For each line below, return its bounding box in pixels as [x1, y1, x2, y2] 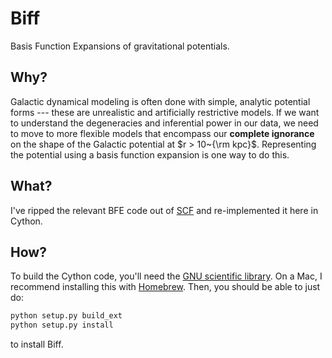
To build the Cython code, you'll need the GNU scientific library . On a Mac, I [10, 270, 323, 282]
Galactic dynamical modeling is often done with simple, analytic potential [10, 95, 311, 107]
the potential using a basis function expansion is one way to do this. [10, 148, 290, 161]
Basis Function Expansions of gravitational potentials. [10, 40, 230, 52]
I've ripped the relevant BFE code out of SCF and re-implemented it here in [10, 204, 319, 216]
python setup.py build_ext [10, 311, 123, 321]
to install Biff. [10, 338, 64, 351]
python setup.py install [10, 320, 114, 331]
